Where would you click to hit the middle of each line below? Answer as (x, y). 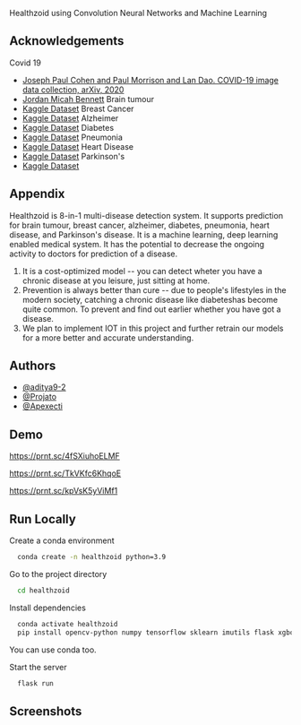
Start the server (38, 667)
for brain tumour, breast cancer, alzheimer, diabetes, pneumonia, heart (140, 225)
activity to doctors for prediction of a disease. (94, 254)
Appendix (37, 194)
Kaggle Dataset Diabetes (68, 127)
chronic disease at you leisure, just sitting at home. (116, 281)
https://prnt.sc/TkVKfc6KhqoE (65, 473)
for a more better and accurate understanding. (108, 337)
